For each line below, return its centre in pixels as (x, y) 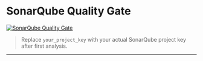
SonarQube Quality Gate (69, 11)
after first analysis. (44, 46)
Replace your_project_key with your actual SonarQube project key (103, 39)
